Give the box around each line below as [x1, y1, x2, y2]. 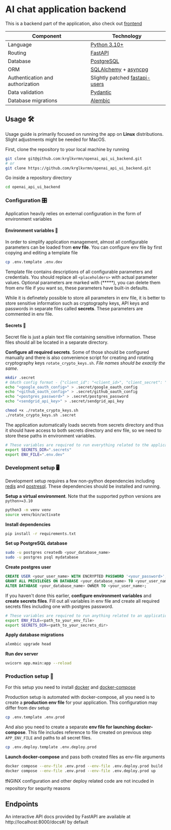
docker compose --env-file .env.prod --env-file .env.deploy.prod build [5, 764, 163, 769]
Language [8, 41, 32, 48]
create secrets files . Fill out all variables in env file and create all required [5, 598, 160, 604]
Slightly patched [91, 74, 130, 81]
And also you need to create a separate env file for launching [5, 724, 135, 730]
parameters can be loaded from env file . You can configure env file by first [5, 244, 162, 250]
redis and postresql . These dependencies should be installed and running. [5, 483, 161, 489]
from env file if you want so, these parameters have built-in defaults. [5, 285, 149, 291]
